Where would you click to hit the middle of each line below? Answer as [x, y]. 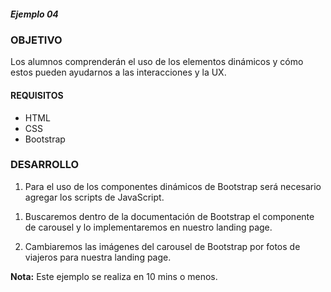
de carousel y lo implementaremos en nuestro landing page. [148, 227]
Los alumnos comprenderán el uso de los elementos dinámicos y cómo [157, 62]
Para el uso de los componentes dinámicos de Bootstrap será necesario [173, 186]
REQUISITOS [37, 95]
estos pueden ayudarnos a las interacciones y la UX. [118, 72]
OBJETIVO [36, 40]
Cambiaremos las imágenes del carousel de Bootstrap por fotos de [162, 246]
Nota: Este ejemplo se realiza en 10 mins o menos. [114, 276]
